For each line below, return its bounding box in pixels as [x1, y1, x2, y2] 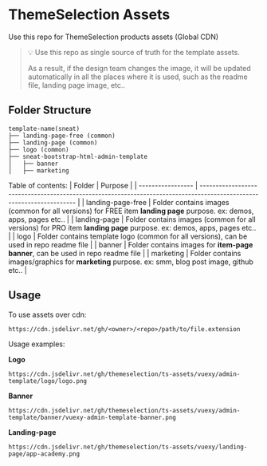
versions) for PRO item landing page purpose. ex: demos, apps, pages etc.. [8, 223, 257, 232]
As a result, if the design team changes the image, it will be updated [27, 63, 251, 73]
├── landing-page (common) [8, 138, 98, 147]
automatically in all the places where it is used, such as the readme [27, 72, 249, 81]
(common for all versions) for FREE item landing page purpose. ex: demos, [8, 206, 254, 215]
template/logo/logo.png [8, 377, 88, 385]
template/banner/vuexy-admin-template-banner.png [8, 413, 177, 421]
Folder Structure [8, 104, 92, 117]
